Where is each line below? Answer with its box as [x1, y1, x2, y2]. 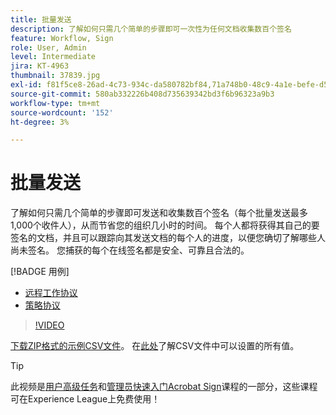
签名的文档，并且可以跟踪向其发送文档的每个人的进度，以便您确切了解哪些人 [10, 232, 326, 244]
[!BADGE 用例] [10, 266, 70, 278]
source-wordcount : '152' [10, 107, 114, 118]
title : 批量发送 [10, 14, 72, 25]
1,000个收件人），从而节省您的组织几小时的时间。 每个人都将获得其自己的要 [10, 219, 320, 231]
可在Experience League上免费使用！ [10, 393, 161, 405]
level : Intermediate [10, 52, 97, 62]
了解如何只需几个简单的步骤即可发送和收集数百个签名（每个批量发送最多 [10, 207, 308, 219]
